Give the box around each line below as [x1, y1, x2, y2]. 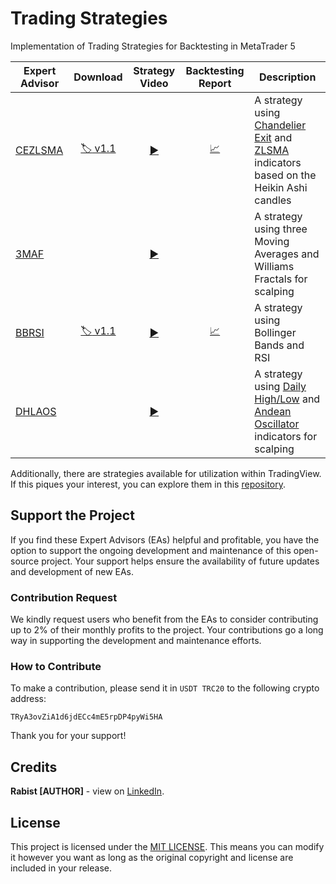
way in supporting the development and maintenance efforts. [10, 635, 262, 647]
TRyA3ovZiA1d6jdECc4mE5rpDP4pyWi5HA [10, 712, 163, 722]
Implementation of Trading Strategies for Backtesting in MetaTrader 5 [10, 40, 296, 52]
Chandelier [254, 118, 307, 132]
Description [258, 70, 317, 84]
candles [254, 193, 292, 207]
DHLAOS [15, 404, 57, 418]
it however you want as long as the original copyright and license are [10, 851, 294, 863]
